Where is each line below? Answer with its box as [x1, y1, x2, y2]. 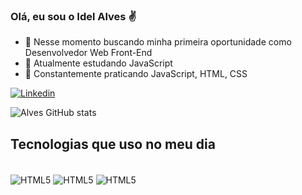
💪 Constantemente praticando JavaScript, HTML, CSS [24, 68, 248, 80]
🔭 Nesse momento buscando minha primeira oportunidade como [24, 36, 292, 48]
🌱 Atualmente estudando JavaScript [24, 57, 173, 69]
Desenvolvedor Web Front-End [24, 47, 153, 59]
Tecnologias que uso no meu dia [10, 135, 216, 153]
